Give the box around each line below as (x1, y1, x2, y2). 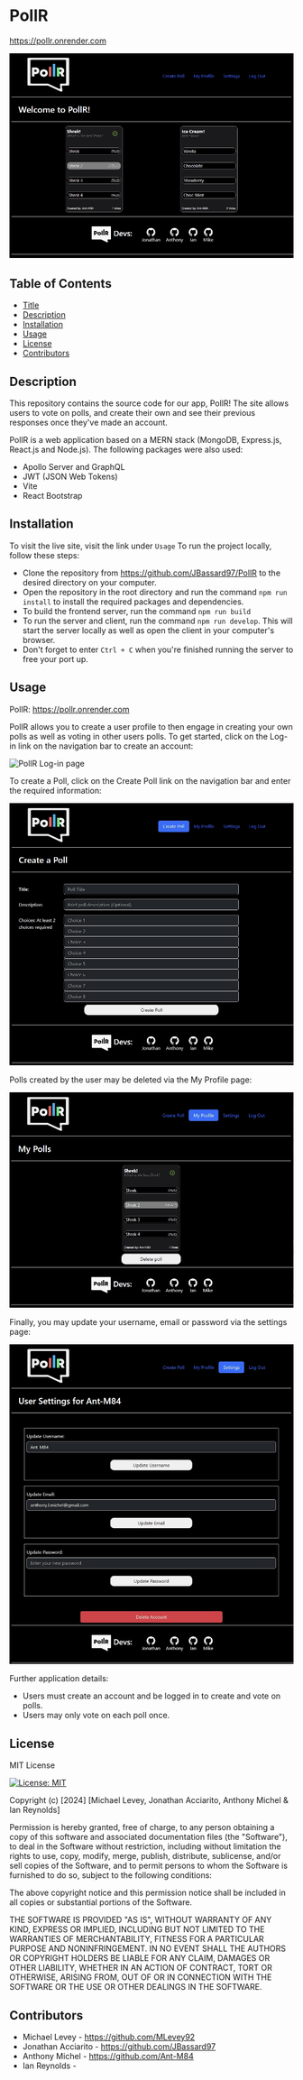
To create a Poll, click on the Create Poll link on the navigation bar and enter (9, 775, 291, 786)
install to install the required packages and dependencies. (22, 596, 244, 607)
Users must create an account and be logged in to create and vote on (22, 1690, 281, 1701)
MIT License (9, 1760, 56, 1771)
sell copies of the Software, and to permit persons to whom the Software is (9, 1860, 289, 1872)
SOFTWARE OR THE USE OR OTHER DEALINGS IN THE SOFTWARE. (9, 1982, 262, 1993)
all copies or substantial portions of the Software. (9, 1897, 192, 1908)
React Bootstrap (22, 491, 83, 502)
